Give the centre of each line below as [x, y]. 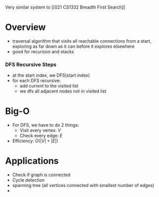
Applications [32, 161]
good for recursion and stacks [43, 51]
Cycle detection [28, 180]
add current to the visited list [49, 86]
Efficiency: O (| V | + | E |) [35, 141]
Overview [26, 27]
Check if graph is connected [41, 175]
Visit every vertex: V [40, 130]
